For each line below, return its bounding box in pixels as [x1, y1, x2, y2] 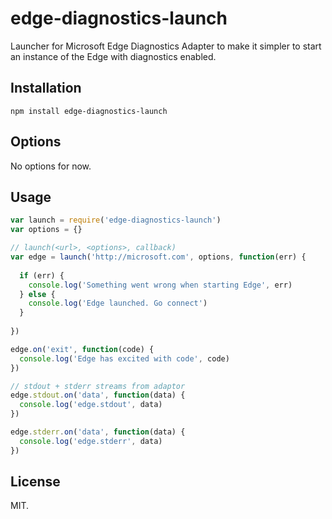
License [10, 473, 61, 491]
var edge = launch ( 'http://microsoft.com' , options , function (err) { [10, 252, 307, 262]
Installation [10, 80, 82, 97]
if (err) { [19, 270, 65, 281]
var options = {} [10, 225, 83, 235]
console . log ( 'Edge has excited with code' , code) [19, 353, 230, 364]
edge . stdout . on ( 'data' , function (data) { [10, 390, 186, 401]
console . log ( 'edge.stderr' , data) [19, 436, 163, 446]
